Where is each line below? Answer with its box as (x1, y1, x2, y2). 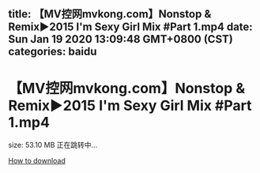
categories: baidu (8, 45, 97, 58)
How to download (8, 156, 66, 166)
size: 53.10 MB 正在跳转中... (8, 141, 98, 150)
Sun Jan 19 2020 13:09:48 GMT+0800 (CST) (8, 32, 233, 46)
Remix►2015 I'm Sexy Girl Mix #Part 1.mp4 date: (8, 21, 253, 34)
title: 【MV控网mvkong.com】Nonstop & (8, 7, 212, 21)
